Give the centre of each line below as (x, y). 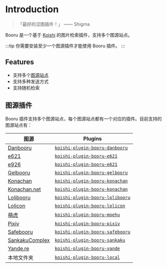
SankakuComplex (29, 240)
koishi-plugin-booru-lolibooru (93, 197)
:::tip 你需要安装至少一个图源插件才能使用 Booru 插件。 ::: (65, 46)
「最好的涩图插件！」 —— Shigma (54, 24)
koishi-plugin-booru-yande (87, 248)
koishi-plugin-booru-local (87, 257)
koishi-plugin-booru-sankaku (90, 240)
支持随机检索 (26, 88)
